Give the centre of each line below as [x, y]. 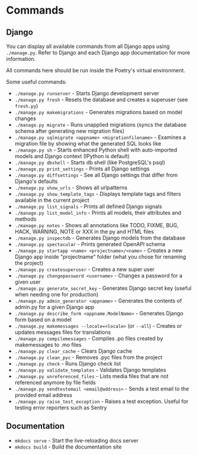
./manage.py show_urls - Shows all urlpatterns [71, 188]
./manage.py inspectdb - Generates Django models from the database [100, 238]
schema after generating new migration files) [70, 131]
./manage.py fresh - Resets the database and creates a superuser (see [101, 99]
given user [28, 282]
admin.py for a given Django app [54, 307]
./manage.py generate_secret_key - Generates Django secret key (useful [103, 288]
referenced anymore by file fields [55, 383]
